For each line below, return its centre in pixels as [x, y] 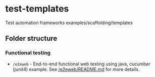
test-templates [37, 9]
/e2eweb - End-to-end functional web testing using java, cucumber [81, 64]
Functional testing [28, 53]
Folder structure [31, 38]
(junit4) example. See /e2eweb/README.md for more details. [76, 69]
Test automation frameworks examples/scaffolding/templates [69, 23]
